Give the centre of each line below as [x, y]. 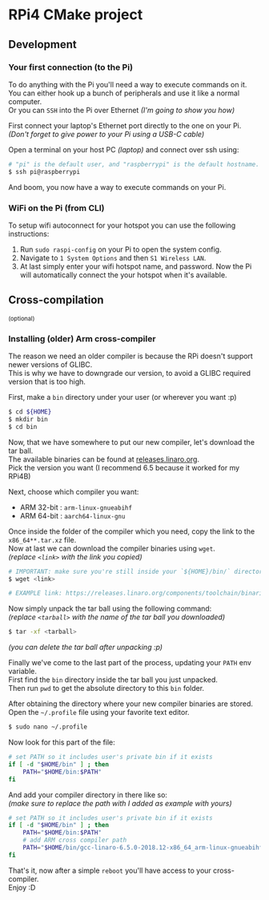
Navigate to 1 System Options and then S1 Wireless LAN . [113, 257]
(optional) [22, 318]
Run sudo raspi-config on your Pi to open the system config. [120, 249]
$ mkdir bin [28, 419]
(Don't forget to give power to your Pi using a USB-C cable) [106, 134]
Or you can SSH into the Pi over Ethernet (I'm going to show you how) [122, 110]
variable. [23, 672]
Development [43, 44]
